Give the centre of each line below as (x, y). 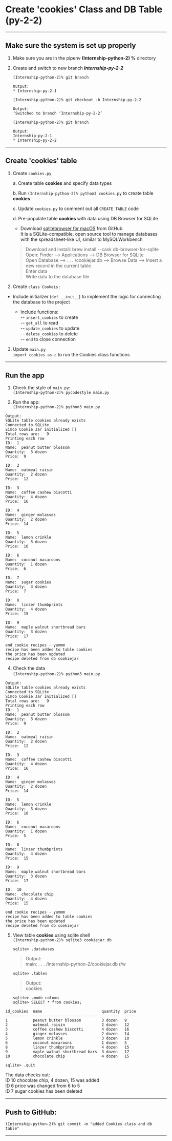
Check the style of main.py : (41, 388)
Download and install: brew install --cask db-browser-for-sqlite (92, 249)
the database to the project (41, 302)
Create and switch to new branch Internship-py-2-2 (68, 68)
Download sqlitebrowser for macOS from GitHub (71, 228)
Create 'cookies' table (41, 161)
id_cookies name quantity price (71, 1012)
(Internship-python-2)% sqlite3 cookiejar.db (62, 940)
